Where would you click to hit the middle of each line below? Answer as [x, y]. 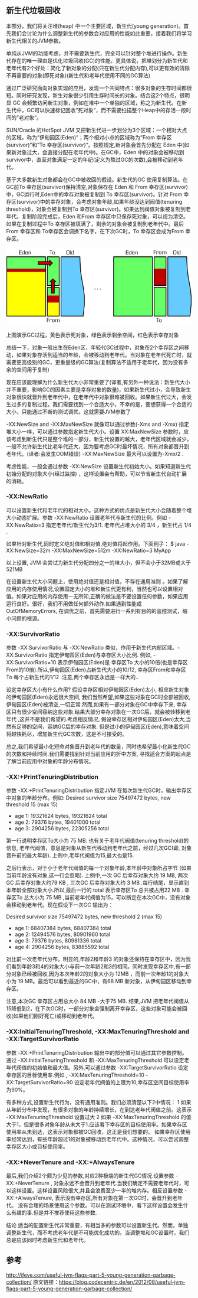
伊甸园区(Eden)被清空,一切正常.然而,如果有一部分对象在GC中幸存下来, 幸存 [97, 705]
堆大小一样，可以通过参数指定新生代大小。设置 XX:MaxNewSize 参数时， [95, 431]
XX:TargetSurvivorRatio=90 [39, 1082]
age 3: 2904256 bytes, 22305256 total [62, 829]
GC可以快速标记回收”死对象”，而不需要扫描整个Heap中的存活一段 [106, 110]
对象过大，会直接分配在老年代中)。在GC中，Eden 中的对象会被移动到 [100, 152]
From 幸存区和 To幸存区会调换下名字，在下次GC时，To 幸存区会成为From [95, 231]
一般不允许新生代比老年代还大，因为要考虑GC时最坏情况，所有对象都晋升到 [98, 446]
